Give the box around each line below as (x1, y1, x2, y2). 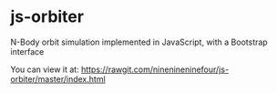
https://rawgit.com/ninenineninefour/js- (81, 64, 230, 75)
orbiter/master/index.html (10, 73, 106, 84)
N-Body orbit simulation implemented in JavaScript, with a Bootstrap (10, 36, 268, 47)
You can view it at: (10, 64, 80, 75)
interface (10, 46, 45, 57)
